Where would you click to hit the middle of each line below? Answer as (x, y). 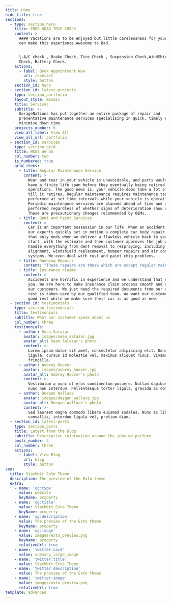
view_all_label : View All (42, 133)
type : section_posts (36, 427)
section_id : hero (33, 85)
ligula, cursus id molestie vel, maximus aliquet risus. (90, 355)
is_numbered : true (34, 161)
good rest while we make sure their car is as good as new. (93, 299)
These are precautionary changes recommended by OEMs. (87, 213)
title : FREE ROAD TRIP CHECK (45, 29)
